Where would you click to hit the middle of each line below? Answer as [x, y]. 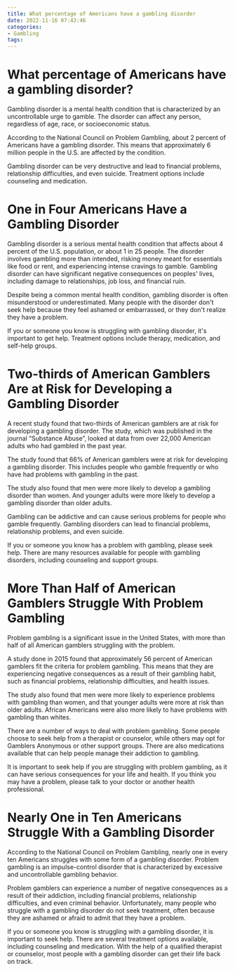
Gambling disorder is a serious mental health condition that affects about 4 [115, 244]
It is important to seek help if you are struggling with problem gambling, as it [117, 767]
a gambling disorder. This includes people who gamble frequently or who [113, 467]
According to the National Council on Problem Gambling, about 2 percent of [117, 138]
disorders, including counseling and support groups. [83, 560]
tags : [15, 40]
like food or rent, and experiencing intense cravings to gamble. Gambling [112, 266]
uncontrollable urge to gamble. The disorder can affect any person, [104, 117]
